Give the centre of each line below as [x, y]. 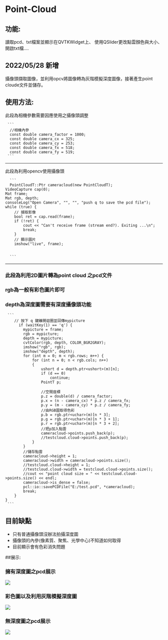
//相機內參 [19, 130]
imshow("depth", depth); [49, 351]
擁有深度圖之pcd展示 [30, 571]
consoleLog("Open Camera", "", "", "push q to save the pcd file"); [78, 202]
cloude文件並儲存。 [25, 85]
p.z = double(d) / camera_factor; [77, 396]
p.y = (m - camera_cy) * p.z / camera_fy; [86, 405]
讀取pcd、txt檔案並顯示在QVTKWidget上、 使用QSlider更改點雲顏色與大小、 [84, 42]
